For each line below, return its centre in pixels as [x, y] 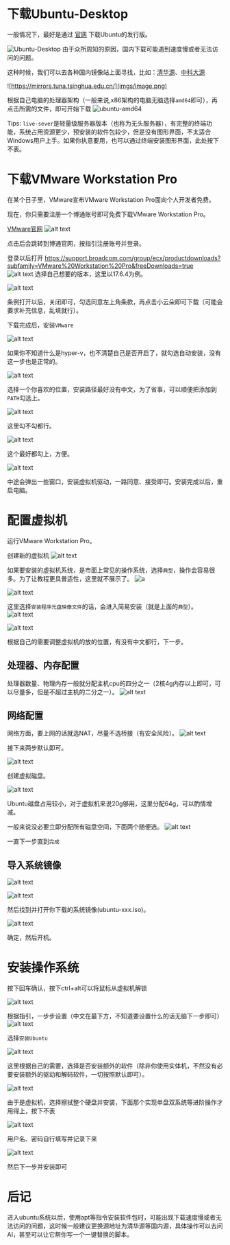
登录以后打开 [25, 258]
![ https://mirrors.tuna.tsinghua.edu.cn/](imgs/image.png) [87, 86]
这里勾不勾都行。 [31, 426]
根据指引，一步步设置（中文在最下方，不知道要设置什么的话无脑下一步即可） [115, 1016]
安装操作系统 [43, 968]
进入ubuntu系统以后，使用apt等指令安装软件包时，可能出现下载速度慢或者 [112, 1218]
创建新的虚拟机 [28, 555]
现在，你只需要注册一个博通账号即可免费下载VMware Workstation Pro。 [108, 214]
